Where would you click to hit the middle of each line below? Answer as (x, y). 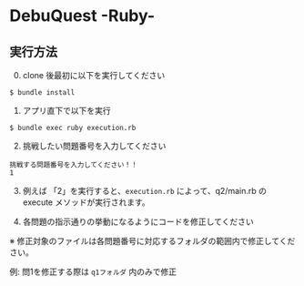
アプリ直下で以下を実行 (66, 111)
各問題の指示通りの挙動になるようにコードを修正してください (138, 221)
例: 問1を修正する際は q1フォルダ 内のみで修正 (93, 271)
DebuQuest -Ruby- (82, 16)
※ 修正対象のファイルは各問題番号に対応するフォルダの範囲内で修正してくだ (152, 241)
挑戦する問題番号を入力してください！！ (74, 165)
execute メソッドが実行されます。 (86, 202)
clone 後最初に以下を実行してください (94, 75)
